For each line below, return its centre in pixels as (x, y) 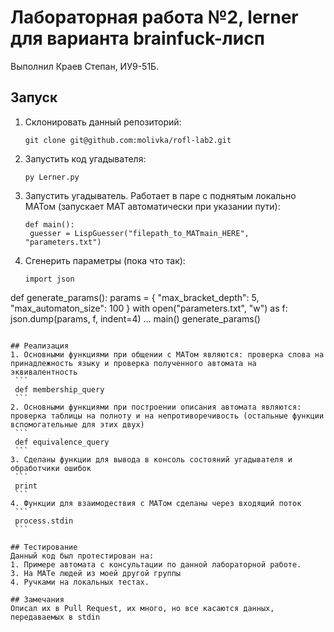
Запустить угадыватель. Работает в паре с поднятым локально (160, 195)
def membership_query (59, 389)
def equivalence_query (62, 442)
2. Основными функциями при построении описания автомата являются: (156, 407)
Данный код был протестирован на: (82, 556)
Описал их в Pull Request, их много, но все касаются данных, (142, 608)
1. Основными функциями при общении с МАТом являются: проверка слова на (167, 354)
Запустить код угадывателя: (85, 158)
